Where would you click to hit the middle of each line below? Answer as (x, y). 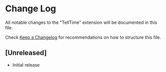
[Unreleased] (26, 53)
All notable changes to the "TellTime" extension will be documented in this (81, 22)
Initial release (26, 65)
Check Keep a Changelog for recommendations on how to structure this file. (83, 37)
